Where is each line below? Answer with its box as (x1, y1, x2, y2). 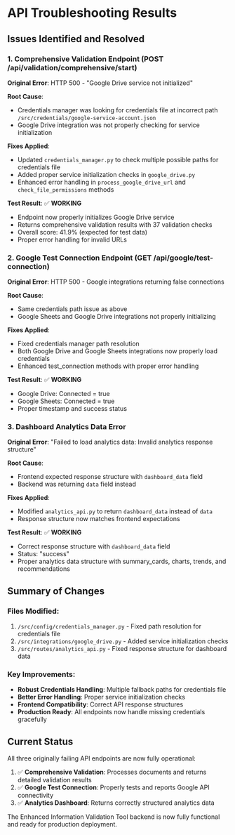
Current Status (7, 735, 74, 747)
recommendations (17, 565, 70, 573)
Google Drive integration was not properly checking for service (17, 121, 200, 129)
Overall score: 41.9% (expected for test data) (17, 228, 148, 236)
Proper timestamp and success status (17, 405, 128, 413)
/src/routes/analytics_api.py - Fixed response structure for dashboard (17, 645, 227, 653)
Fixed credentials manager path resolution (17, 339, 140, 348)
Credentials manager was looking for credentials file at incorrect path (17, 105, 218, 114)
